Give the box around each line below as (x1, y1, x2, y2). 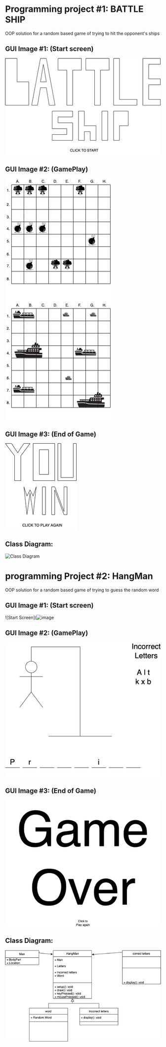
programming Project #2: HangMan (5, 571, 153, 581)
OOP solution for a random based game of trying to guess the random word (5, 587, 159, 593)
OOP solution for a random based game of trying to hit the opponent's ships (5, 30, 160, 36)
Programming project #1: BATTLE (5, 3, 144, 15)
